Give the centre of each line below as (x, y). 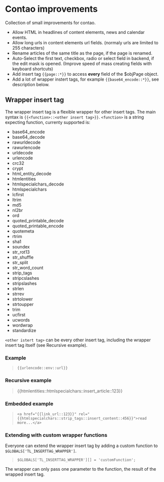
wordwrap (23, 325)
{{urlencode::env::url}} (42, 368)
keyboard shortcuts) (33, 69)
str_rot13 (21, 252)
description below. (31, 84)
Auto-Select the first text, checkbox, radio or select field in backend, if (83, 58)
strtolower (23, 299)
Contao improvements (51, 9)
